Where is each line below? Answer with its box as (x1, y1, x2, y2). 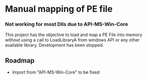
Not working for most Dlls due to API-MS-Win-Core (5, 21, 129, 28)
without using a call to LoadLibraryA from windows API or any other (5, 37, 140, 43)
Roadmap (5, 56, 35, 64)
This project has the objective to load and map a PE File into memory (5, 32, 143, 38)
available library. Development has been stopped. (5, 42, 104, 48)
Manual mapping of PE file (5, 3, 113, 15)
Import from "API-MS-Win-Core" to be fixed (12, 69, 100, 75)
